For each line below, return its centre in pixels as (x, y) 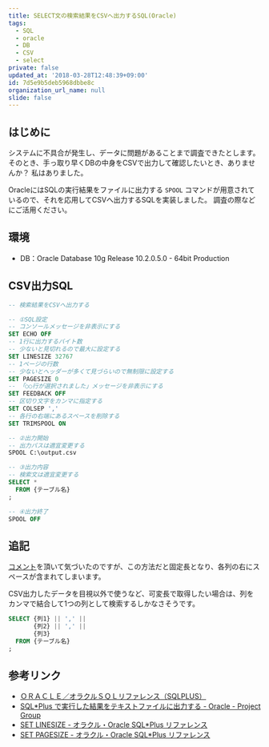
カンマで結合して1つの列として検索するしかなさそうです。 (104, 604)
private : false (34, 68)
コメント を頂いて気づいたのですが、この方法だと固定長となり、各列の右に (131, 567)
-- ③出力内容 (28, 468)
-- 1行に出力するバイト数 (45, 342)
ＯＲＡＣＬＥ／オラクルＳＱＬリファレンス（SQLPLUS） (113, 697)
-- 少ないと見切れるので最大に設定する (64, 349)
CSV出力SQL (41, 286)
